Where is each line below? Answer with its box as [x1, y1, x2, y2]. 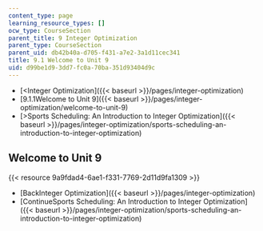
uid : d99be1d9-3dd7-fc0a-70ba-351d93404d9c [8, 64, 156, 72]
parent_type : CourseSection [8, 42, 102, 50]
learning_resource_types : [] [8, 19, 106, 27]
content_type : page [8, 11, 74, 20]
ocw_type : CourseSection [8, 26, 91, 34]
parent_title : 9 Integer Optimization [8, 34, 137, 42]
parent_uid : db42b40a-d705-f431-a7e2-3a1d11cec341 [8, 49, 181, 57]
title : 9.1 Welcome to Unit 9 [8, 57, 110, 65]
